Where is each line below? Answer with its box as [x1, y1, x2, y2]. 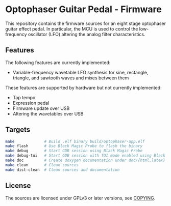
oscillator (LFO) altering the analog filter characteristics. [28, 31, 145, 37]
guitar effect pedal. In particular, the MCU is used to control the [5, 25, 138, 32]
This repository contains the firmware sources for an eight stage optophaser [5, 20, 166, 26]
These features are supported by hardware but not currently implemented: [5, 84, 162, 91]
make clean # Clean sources [5, 162, 79, 167]
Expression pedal [12, 100, 50, 106]
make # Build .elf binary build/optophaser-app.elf [5, 139, 145, 144]
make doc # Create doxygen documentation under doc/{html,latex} [5, 158, 166, 163]
